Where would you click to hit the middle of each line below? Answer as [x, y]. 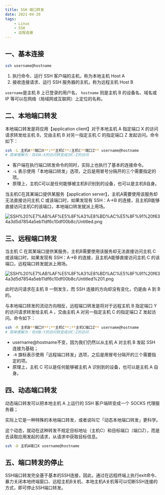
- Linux [22, 24]
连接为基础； [25, 348]
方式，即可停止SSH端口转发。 [35, 488]
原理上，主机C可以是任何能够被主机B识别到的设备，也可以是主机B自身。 [86, 184]
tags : [11, 19]
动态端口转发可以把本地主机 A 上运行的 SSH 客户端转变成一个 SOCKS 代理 [80, 403]
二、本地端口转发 [31, 116]
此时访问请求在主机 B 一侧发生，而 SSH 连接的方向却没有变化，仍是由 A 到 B [83, 289]
